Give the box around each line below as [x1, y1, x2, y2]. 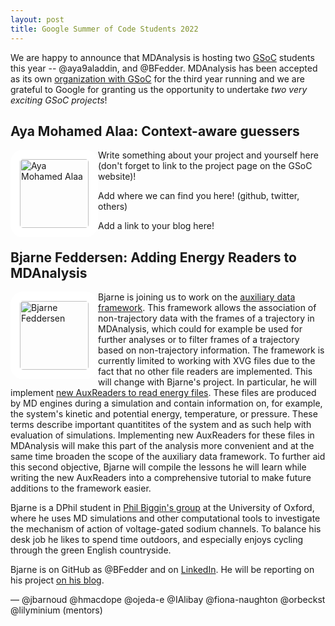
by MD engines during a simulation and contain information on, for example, [10, 397, 323, 410]
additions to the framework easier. [10, 482, 152, 495]
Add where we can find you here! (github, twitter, [98, 190, 300, 202]
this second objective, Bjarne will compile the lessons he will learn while [10, 461, 307, 473]
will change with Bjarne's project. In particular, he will [98, 376, 317, 388]
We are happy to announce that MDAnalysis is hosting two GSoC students [10, 51, 315, 63]
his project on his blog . [10, 574, 105, 586]
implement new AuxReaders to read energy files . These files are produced [10, 387, 317, 399]
